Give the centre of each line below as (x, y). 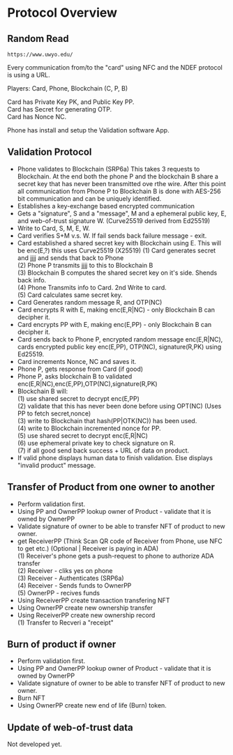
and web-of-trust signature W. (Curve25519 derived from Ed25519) (114, 220)
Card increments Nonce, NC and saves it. (77, 361)
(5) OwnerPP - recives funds (58, 593)
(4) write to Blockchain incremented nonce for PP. (89, 428)
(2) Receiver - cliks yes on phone (65, 570)
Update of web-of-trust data (70, 727)
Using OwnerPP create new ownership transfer (85, 607)
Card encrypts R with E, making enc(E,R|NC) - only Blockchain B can (116, 310)
